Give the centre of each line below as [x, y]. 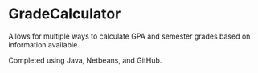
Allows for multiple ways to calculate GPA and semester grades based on [129, 36]
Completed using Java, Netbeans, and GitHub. [85, 60]
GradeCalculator [65, 14]
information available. [44, 44]
